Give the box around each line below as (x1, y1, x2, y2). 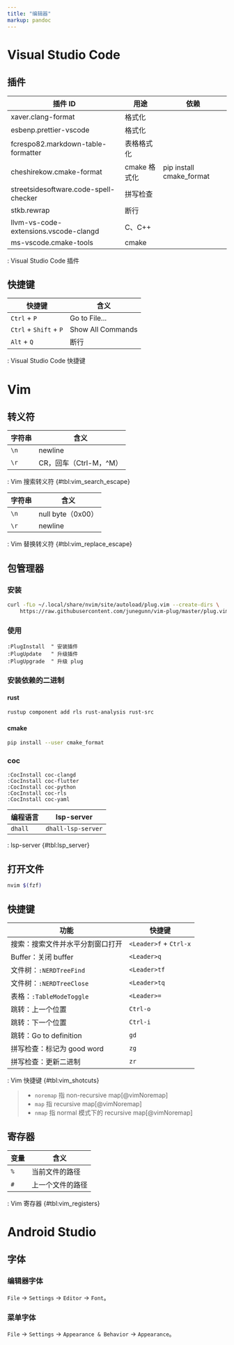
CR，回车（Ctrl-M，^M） (38, 458, 123, 468)
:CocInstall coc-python (7, 784, 77, 791)
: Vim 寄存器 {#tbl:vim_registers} (7, 1199, 100, 1207)
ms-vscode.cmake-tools (10, 237, 94, 247)
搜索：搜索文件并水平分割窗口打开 (10, 939, 123, 948)
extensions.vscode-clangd (10, 226, 100, 236)
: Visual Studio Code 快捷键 (7, 357, 86, 365)
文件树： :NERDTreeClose (10, 978, 89, 988)
